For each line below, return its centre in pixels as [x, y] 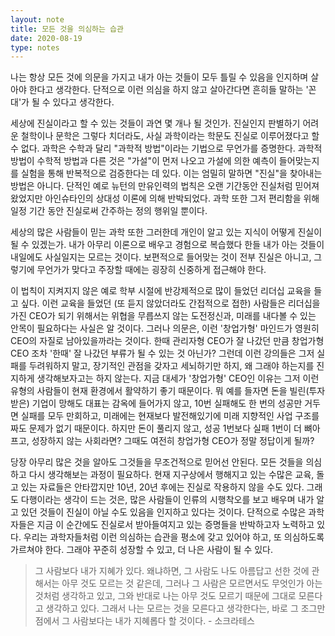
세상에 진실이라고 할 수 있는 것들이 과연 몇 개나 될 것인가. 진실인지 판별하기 [155, 123]
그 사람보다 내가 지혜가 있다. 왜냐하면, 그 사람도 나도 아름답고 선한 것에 [172, 571]
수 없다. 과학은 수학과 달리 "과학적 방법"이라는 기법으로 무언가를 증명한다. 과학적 [166, 148]
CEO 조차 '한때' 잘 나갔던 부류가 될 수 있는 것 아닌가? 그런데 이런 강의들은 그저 [162, 353]
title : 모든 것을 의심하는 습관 [67, 29]
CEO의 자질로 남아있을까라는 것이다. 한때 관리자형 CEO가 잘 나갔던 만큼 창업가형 [167, 341]
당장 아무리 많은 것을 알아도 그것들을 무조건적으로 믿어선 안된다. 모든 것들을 [157, 462]
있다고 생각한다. [83, 102]
